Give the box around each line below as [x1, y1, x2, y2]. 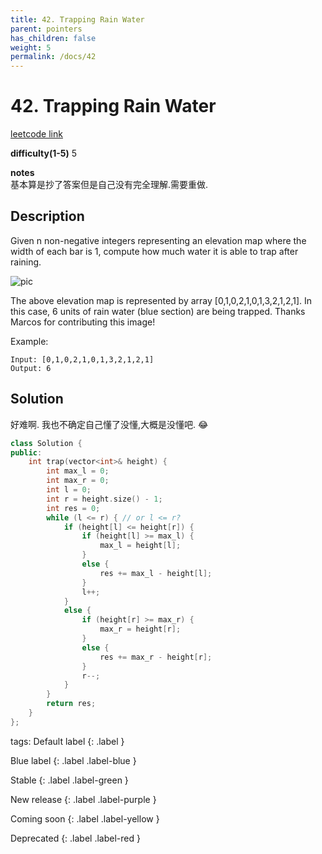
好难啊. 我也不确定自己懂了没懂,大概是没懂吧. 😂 [10, 418, 209, 430]
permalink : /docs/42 [10, 52, 97, 62]
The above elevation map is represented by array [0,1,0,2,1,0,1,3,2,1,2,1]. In [10, 294, 313, 306]
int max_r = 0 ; [46, 476, 110, 486]
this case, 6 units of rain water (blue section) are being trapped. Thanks [10, 305, 306, 317]
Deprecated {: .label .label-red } [10, 832, 141, 844]
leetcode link [10, 128, 63, 140]
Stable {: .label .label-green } [10, 774, 129, 786]
